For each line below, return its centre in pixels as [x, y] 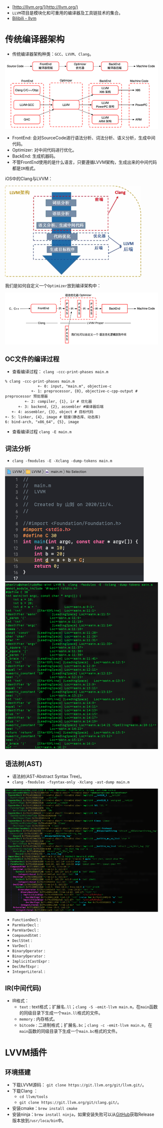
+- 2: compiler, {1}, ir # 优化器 [58, 402]
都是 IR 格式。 [25, 168]
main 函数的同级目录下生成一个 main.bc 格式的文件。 [70, 1031]
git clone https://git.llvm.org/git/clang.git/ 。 [70, 1102]
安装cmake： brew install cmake [45, 1108]
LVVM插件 [26, 1053]
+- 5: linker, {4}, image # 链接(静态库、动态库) [53, 417]
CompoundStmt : [26, 935]
